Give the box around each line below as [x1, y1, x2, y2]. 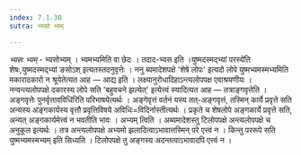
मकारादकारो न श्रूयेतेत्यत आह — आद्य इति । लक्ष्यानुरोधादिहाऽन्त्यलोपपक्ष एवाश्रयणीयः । [9, 73, 253, 85]
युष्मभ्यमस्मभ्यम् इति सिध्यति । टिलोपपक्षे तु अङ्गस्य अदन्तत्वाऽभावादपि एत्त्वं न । [9, 134, 232, 145]
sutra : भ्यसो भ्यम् [9, 22, 65, 30]
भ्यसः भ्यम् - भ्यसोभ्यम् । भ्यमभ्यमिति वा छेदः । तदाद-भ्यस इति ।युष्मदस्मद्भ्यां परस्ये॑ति [9, 54, 252, 65]
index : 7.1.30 [9, 13, 63, 22]
